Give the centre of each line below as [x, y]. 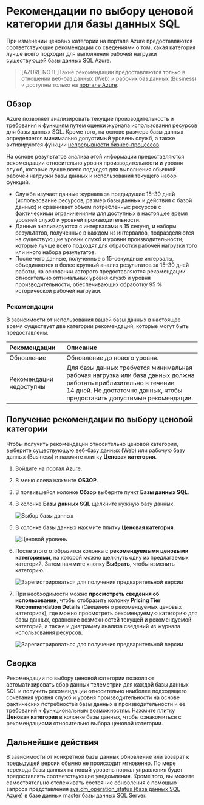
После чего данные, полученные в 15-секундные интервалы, [94, 258]
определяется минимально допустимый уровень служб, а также [91, 138]
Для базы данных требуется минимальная [130, 368]
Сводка [21, 663]
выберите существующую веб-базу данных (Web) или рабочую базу [96, 450]
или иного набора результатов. [56, 252]
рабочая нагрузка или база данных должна [131, 375]
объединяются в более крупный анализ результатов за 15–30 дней [102, 265]
